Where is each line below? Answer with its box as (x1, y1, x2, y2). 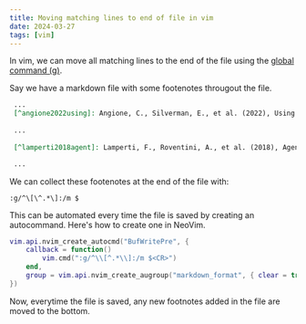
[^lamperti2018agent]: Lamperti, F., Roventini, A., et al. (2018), (13, 142, 280, 152)
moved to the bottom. (9, 305, 91, 316)
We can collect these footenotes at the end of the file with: (9, 175, 229, 187)
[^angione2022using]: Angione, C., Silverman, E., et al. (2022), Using (13, 109, 296, 119)
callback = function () (25, 246, 112, 255)
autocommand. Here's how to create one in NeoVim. (9, 219, 207, 230)
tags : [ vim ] (9, 30, 55, 39)
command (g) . (9, 65, 63, 76)
